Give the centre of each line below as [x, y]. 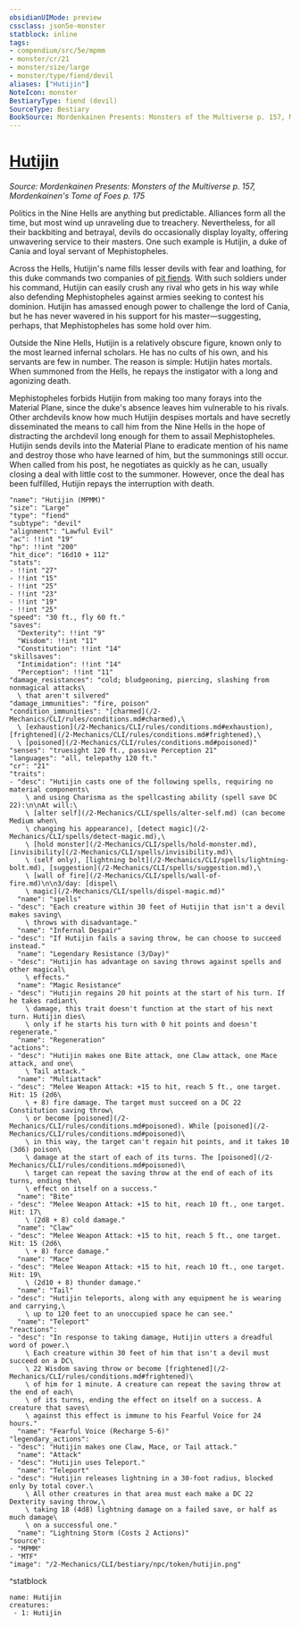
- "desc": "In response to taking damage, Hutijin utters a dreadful [142, 1338]
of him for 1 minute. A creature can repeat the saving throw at [157, 1385]
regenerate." [33, 1033]
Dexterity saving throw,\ [57, 1502]
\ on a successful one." [71, 1526]
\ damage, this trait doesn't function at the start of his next [150, 1009]
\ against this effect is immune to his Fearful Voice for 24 [143, 1416]
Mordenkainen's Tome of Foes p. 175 [77, 196]
